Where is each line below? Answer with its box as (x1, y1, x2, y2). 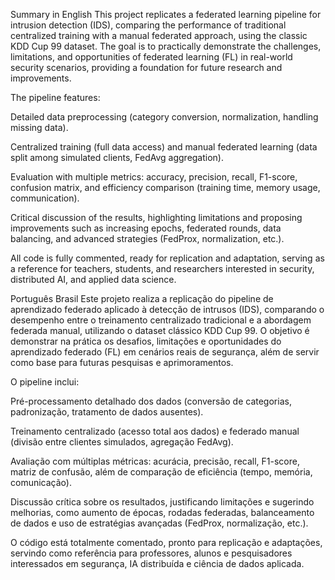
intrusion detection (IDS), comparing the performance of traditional (10, 19, 287, 31)
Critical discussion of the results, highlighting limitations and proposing (10, 212, 303, 223)
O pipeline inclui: (10, 376, 80, 388)
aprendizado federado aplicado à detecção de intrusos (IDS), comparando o (10, 304, 325, 315)
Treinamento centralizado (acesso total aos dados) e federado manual (10, 425, 300, 437)
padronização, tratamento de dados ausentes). (10, 406, 204, 418)
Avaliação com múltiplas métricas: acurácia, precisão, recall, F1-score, (10, 455, 300, 467)
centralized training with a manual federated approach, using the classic (10, 30, 308, 41)
